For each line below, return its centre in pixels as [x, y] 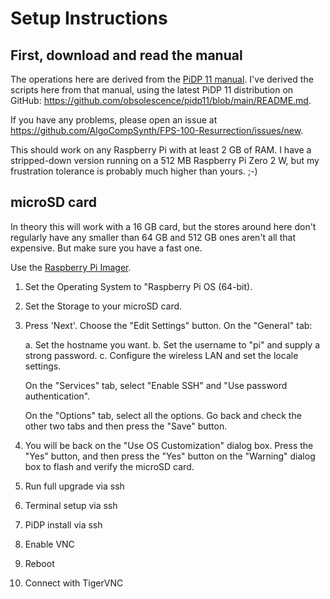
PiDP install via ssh [63, 524]
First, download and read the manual [126, 55]
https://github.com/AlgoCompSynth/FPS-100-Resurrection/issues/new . [157, 130]
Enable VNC [49, 544]
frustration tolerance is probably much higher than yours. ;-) [134, 171]
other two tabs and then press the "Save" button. [126, 426]
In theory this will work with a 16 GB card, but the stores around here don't [163, 226]
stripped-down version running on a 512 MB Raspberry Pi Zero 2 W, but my [165, 160]
